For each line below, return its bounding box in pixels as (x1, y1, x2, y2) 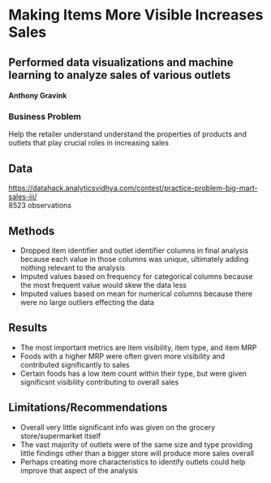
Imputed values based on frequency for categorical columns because (19, 272, 253, 281)
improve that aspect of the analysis (19, 465, 138, 475)
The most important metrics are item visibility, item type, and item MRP (19, 342, 257, 352)
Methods (8, 224, 55, 237)
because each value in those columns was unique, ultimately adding (19, 255, 249, 264)
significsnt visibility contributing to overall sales (19, 376, 179, 387)
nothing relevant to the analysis (19, 263, 126, 273)
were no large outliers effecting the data (19, 298, 155, 307)
